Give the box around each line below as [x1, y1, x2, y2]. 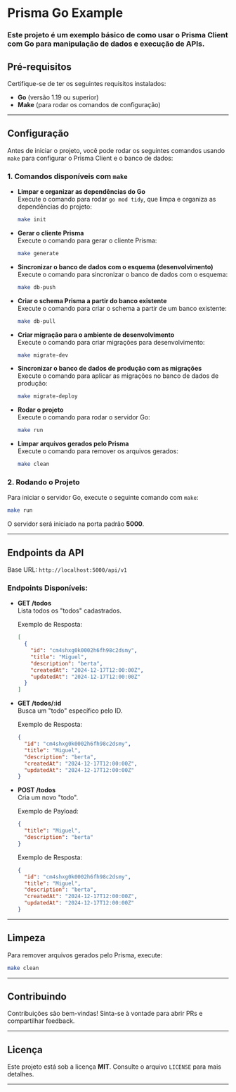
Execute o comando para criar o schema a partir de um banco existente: [17, 304, 227, 312]
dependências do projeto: [17, 202, 93, 211]
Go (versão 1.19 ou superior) [17, 93, 99, 102]
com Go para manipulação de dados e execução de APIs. [7, 39, 205, 49]
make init [17, 216, 47, 223]
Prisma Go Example [7, 5, 124, 21]
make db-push [17, 283, 56, 290]
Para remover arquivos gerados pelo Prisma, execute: [7, 950, 163, 959]
